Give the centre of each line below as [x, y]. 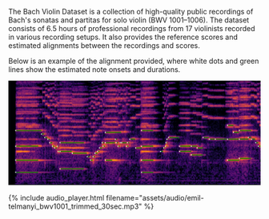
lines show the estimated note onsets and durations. [94, 70]
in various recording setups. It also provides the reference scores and [123, 37]
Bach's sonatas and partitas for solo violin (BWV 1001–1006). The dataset [129, 20]
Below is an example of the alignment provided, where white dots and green [134, 61]
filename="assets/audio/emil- [155, 197]
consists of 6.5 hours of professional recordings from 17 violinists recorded [132, 28]
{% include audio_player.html [56, 197]
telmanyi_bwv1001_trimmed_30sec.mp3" [75, 206]
